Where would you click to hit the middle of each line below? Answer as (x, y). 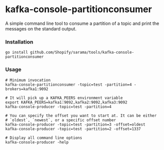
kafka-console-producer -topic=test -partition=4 (59, 107)
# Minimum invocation (28, 80)
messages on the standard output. (41, 28)
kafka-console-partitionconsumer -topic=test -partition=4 (69, 85)
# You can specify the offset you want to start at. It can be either (81, 116)
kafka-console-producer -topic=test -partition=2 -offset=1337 (73, 129)
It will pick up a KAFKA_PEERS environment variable (66, 98)
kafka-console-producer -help (37, 142)
